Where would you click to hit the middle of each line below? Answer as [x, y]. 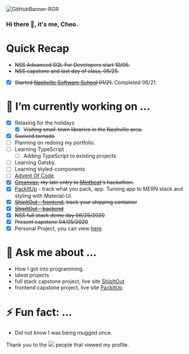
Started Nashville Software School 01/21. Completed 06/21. [86, 82]
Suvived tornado [34, 136]
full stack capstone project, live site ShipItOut [69, 281]
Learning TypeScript [39, 149]
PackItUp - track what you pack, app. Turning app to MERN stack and [99, 189]
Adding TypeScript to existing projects [70, 156]
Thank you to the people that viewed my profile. [67, 345]
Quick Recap [38, 48]
